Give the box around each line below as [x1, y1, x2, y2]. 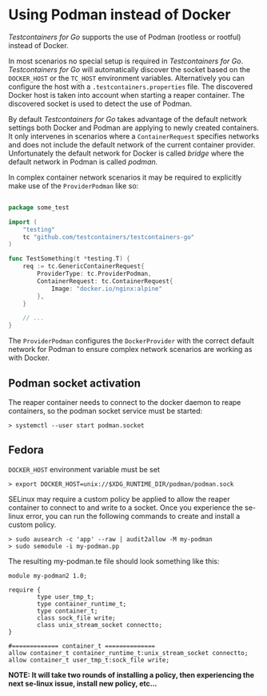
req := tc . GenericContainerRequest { [22, 262, 145, 270]
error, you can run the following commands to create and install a [25, 511, 241, 520]
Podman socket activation [8, 376, 141, 390]
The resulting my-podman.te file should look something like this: [8, 556, 220, 566]
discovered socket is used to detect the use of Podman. [8, 99, 192, 108]
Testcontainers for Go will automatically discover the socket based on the [8, 64, 250, 74]
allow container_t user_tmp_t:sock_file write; [8, 656, 170, 664]
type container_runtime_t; [37, 600, 127, 608]
